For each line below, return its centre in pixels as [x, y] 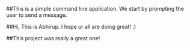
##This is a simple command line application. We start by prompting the [95, 9]
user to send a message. [37, 15]
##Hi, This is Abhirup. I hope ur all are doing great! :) [71, 27]
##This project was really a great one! [53, 38]
